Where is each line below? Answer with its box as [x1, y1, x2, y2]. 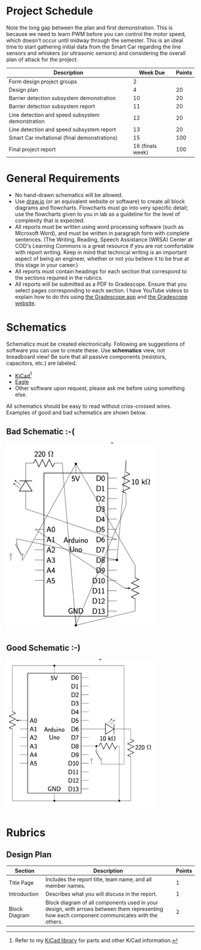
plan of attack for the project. [6, 56, 78, 63]
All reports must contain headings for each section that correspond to [14, 268, 187, 275]
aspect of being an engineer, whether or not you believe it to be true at [14, 255, 190, 262]
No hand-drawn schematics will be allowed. [14, 191, 123, 198]
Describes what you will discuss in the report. [45, 891, 157, 898]
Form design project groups [8, 78, 77, 85]
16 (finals [133, 143, 157, 150]
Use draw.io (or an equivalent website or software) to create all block [14, 198, 185, 205]
